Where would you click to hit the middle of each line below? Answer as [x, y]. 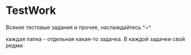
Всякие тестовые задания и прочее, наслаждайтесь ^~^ [78, 27]
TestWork [31, 11]
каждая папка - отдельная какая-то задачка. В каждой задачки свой [95, 39]
